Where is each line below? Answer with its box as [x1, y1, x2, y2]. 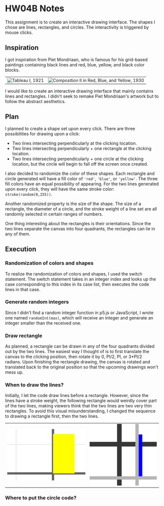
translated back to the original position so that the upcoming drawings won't [5, 364, 159, 370]
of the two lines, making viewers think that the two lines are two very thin [5, 403, 152, 409]
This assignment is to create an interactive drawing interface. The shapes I [5, 19, 155, 25]
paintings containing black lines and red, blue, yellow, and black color [5, 62, 145, 67]
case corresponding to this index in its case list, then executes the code [5, 281, 149, 287]
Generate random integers [5, 298, 69, 305]
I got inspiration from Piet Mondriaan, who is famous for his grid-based [5, 57, 148, 63]
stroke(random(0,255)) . [5, 191, 53, 197]
